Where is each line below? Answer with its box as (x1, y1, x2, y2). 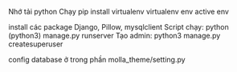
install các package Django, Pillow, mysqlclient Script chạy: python (8, 22, 229, 31)
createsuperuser (8, 39, 63, 49)
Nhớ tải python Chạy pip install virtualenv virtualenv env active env (8, 7, 229, 16)
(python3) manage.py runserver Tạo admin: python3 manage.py (8, 31, 221, 40)
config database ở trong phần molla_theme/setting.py (8, 55, 186, 64)
